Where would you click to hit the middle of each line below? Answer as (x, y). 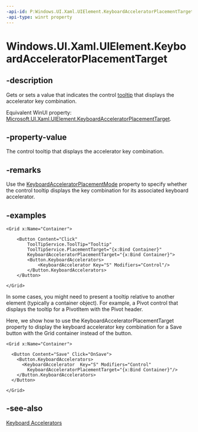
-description (29, 81)
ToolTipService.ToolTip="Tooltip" (70, 244)
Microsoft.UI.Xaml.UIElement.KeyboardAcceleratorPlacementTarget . (89, 119)
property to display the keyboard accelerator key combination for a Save (94, 327)
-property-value (37, 137)
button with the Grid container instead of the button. (69, 333)
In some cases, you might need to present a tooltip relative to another (90, 296)
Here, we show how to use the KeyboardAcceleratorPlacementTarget (90, 320)
